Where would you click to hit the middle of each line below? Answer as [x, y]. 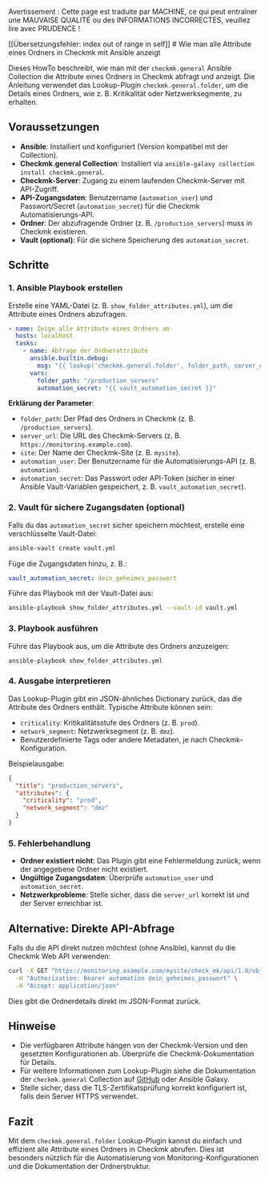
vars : [38, 373]
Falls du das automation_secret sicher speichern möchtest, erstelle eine [126, 525]
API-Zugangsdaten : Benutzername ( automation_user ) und [116, 197]
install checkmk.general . [62, 172]
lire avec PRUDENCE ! [44, 28]
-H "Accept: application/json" [68, 986]
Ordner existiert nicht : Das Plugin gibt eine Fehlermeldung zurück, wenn [140, 861]
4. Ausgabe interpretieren [60, 681]
